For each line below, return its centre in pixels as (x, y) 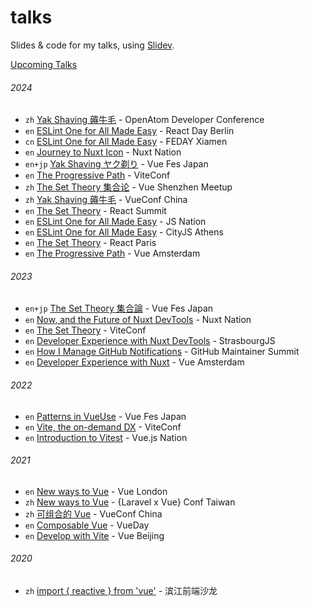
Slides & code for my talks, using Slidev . (92, 45)
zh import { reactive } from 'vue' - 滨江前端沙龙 (121, 590)
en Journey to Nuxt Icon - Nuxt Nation (103, 152)
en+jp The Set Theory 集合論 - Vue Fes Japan (119, 308)
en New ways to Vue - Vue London (96, 491)
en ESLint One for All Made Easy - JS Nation (115, 222)
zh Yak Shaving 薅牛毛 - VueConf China (106, 200)
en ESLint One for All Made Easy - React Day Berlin (129, 131)
